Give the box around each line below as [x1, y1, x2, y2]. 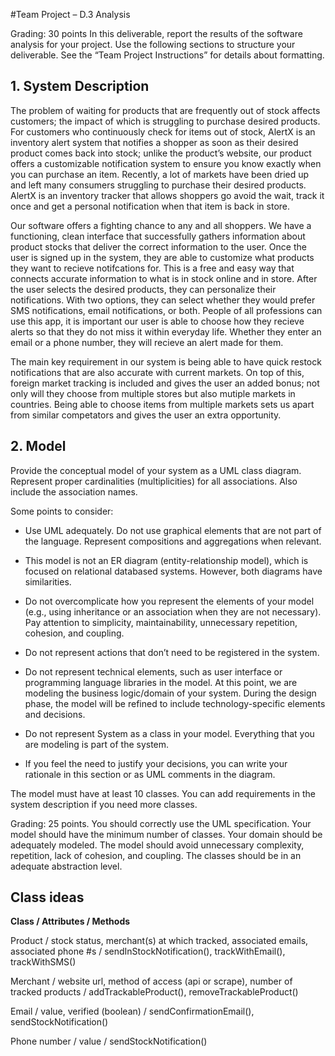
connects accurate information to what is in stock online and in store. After [10, 272, 318, 284]
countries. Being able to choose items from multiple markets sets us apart [10, 398, 315, 410]
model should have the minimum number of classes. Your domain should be [10, 828, 323, 840]
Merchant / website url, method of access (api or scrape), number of [10, 975, 293, 988]
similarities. [24, 575, 72, 588]
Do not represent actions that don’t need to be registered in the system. [24, 646, 320, 658]
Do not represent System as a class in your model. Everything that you [24, 727, 315, 739]
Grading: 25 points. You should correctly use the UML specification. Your [10, 817, 312, 829]
